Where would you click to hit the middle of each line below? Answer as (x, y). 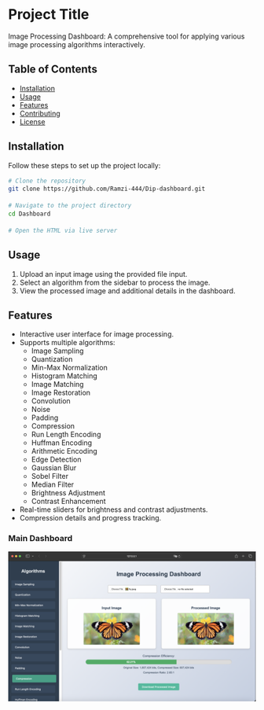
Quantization (52, 359)
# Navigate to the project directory (70, 206)
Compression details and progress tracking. (90, 518)
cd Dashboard (29, 214)
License (32, 121)
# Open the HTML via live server (63, 230)
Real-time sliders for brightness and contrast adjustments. (114, 510)
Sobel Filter (50, 476)
